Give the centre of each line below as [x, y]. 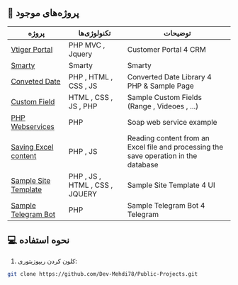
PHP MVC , [87, 45]
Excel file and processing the [175, 147]
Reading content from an [169, 138]
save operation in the [162, 155]
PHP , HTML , [91, 77]
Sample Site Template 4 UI [171, 185]
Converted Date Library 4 [170, 77]
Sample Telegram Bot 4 [166, 205]
